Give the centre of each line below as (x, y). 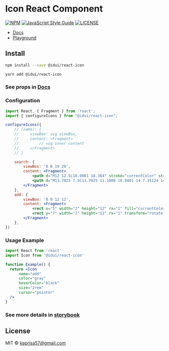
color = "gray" (32, 279)
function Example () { (28, 265)
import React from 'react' (33, 251)
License (18, 331)
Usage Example (25, 240)
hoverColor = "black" (39, 283)
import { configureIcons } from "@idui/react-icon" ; (62, 116)
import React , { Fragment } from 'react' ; (50, 111)
